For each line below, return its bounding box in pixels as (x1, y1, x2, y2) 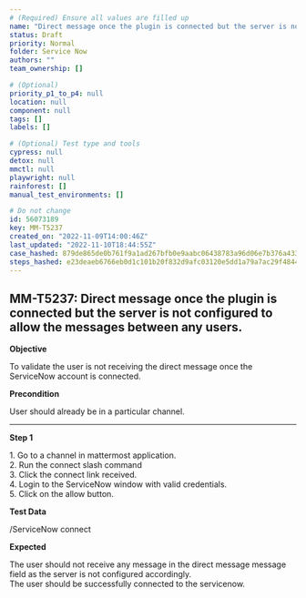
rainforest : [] (9, 181, 67, 191)
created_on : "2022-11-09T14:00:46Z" (9, 232, 148, 241)
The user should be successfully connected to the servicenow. (9, 579, 246, 590)
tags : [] (9, 115, 43, 124)
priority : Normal (9, 38, 76, 48)
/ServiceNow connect (9, 524, 91, 535)
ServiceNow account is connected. (9, 370, 141, 382)
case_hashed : (9, 248, 59, 258)
